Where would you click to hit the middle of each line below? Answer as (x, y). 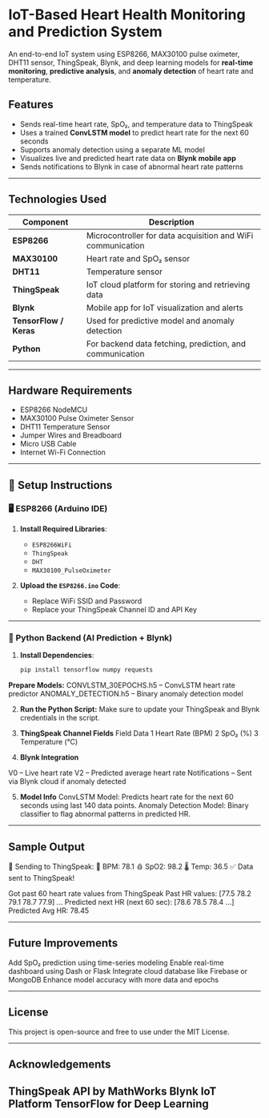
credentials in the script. (60, 718)
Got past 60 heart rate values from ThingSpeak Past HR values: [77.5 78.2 (130, 894)
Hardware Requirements (70, 390)
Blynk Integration (49, 757)
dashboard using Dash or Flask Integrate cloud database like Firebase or (128, 971)
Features (31, 105)
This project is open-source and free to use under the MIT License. (119, 1031)
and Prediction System (85, 32)
